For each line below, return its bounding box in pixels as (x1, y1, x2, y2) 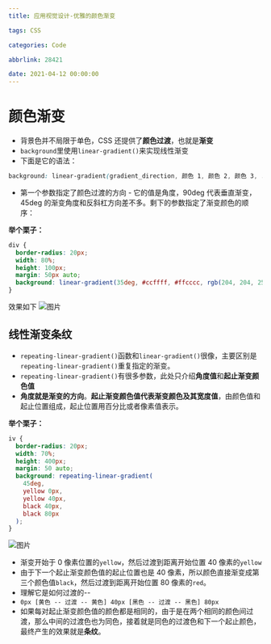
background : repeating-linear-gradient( (15, 472, 153, 481)
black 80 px (23, 510, 60, 518)
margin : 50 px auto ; (15, 271, 81, 280)
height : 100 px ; (15, 263, 67, 271)
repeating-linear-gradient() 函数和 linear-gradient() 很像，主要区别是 (19, 351, 257, 360)
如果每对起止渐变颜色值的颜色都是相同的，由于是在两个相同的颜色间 (19, 607, 247, 617)
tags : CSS (8, 26, 42, 35)
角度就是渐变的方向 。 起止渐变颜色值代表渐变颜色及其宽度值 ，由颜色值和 (19, 391, 261, 401)
